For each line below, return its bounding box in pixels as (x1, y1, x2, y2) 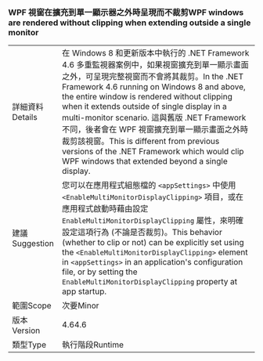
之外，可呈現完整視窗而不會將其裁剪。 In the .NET (62, 71, 244, 82)
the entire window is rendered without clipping (62, 92, 232, 103)
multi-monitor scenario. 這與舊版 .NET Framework (62, 112, 247, 123)
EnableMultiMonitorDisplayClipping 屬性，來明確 (62, 215, 244, 226)
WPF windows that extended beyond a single (62, 156, 229, 167)
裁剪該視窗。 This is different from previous (62, 135, 220, 146)
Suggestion (12, 238, 55, 249)
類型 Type (12, 339, 47, 350)
